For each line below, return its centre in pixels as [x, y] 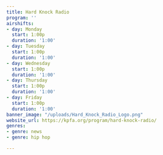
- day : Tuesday [26, 47]
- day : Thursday [27, 80]
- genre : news [24, 132]
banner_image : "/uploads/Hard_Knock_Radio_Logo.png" [75, 115]
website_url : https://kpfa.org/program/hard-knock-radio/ [81, 120]
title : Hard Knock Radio [38, 12]
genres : [16, 126]
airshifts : [20, 23]
